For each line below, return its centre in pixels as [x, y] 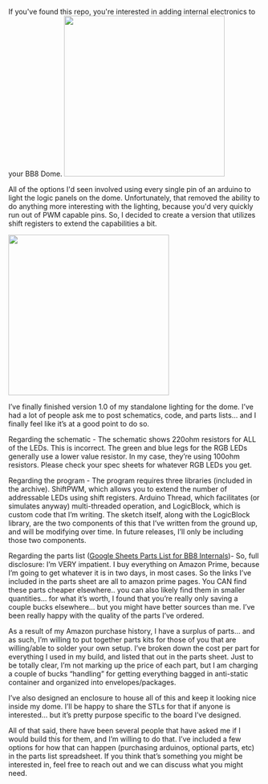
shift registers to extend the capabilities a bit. [83, 223]
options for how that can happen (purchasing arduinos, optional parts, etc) [132, 747]
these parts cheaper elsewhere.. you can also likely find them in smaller [127, 590]
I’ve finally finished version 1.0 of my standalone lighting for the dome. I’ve [131, 406]
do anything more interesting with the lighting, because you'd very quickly [131, 206]
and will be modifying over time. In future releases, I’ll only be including [126, 532]
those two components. [47, 540]
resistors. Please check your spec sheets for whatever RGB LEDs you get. [130, 465]
